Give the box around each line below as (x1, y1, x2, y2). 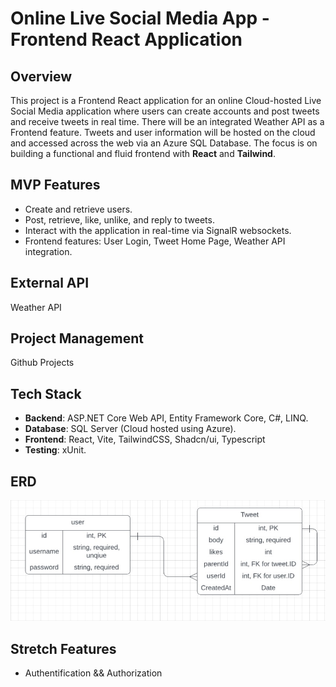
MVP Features (10, 177, 101, 194)
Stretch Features (10, 640, 117, 657)
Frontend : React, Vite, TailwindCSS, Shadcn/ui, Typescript (24, 433, 266, 446)
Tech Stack (10, 385, 82, 402)
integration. (24, 245, 73, 257)
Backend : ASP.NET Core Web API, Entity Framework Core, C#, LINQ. (24, 412, 309, 424)
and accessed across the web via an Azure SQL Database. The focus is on (10, 137, 318, 149)
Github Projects (10, 357, 75, 369)
